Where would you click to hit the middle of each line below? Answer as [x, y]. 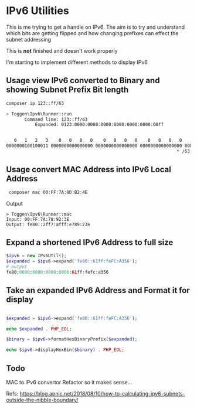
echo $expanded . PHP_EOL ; [39, 329]
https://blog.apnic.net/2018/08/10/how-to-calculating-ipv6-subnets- [103, 393]
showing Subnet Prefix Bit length [67, 90]
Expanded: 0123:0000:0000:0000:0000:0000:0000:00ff [99, 125]
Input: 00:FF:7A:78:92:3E [38, 219]
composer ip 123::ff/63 [35, 103]
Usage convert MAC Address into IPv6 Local [89, 170]
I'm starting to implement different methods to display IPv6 [77, 62]
